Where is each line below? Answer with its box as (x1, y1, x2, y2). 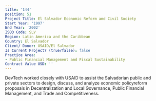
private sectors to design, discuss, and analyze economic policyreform (5, 80, 147, 86)
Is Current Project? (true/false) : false (5, 48, 91, 53)
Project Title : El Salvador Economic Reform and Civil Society (5, 16, 136, 21)
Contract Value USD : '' (5, 61, 54, 66)
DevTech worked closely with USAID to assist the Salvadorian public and (5, 75, 151, 81)
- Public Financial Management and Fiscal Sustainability (5, 57, 125, 62)
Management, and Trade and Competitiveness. (5, 91, 99, 97)
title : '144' (5, 7, 32, 12)
